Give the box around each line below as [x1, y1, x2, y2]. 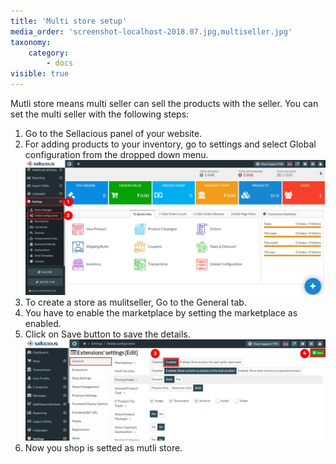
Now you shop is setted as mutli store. [24, 441, 183, 454]
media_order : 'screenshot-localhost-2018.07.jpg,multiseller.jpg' [10, 26, 293, 37]
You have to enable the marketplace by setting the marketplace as [24, 306, 298, 319]
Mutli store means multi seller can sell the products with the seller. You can [10, 98, 319, 109]
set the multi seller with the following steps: [10, 108, 190, 120]
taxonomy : [10, 37, 52, 47]
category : [28, 48, 70, 58]
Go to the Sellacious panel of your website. [24, 128, 203, 139]
